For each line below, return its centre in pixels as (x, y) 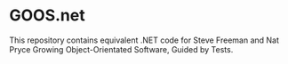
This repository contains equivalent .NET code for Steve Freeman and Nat (144, 40)
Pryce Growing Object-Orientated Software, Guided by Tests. (121, 49)
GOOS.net (48, 16)
